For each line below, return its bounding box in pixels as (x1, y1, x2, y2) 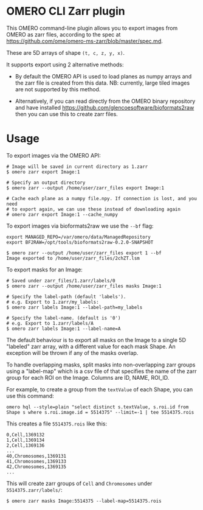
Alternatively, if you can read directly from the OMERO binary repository (15, 97, 196, 105)
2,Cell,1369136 (6, 442, 45, 449)
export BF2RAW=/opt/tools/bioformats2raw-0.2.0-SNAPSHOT (6, 239, 154, 245)
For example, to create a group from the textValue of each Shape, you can (6, 385, 193, 393)
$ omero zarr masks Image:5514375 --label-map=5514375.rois (6, 498, 162, 504)
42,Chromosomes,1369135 (6, 464, 67, 470)
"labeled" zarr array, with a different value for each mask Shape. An (6, 343, 176, 350)
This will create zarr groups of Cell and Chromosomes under (6, 480, 153, 487)
